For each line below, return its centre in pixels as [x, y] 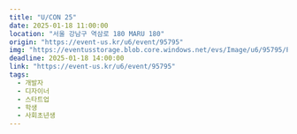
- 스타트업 [34, 99]
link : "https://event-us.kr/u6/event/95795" [92, 67]
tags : [19, 75]
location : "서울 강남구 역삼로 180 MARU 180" [87, 33]
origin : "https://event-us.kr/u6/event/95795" [96, 42]
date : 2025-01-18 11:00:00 [59, 26]
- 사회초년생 [36, 115]
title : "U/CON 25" [43, 17]
